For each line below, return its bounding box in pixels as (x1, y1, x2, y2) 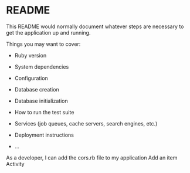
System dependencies (14, 63, 69, 70)
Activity (6, 160, 25, 167)
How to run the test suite (14, 108, 74, 116)
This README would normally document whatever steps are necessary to (6, 23, 184, 30)
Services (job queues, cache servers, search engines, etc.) (14, 120, 158, 127)
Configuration (14, 74, 48, 82)
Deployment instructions (14, 131, 74, 138)
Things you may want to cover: (6, 40, 81, 48)
